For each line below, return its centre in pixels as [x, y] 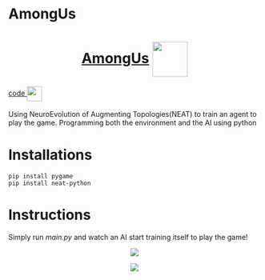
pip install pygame [41, 177]
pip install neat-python [50, 184]
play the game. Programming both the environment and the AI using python [132, 123]
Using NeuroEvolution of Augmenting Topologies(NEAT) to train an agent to [133, 114]
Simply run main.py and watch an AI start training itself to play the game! [128, 237]
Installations [50, 155]
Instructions [50, 215]
